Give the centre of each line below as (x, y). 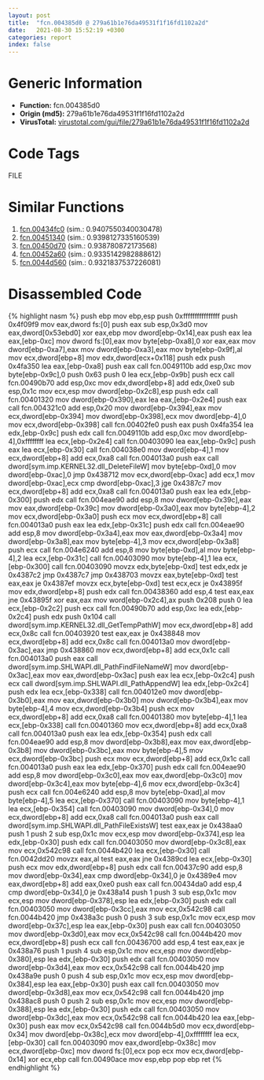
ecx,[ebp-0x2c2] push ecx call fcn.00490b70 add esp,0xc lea (108, 608)
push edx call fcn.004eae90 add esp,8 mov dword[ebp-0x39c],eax (143, 499)
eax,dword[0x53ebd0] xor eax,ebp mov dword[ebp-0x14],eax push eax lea (130, 332)
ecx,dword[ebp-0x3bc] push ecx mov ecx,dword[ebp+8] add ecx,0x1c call (129, 759)
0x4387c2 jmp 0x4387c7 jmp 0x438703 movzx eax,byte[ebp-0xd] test (123, 575)
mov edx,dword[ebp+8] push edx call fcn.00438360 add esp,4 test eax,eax (131, 591)
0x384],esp (27, 984)
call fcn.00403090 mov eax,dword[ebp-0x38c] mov (132, 1042)
